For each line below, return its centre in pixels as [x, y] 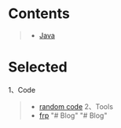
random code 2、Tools [76, 106]
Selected [38, 67]
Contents [39, 14]
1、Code [22, 90]
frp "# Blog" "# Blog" [73, 115]
